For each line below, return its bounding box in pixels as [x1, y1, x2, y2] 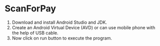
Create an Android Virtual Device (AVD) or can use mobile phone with [11, 24, 155, 30]
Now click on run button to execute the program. [11, 35, 112, 41]
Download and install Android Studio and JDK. [11, 19, 107, 25]
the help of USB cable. [11, 30, 58, 36]
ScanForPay [4, 3, 56, 14]
